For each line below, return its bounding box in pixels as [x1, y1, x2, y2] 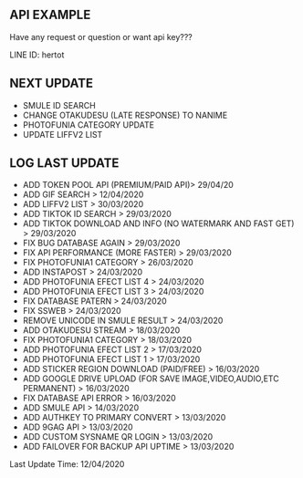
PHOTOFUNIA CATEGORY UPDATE [22, 119, 155, 130]
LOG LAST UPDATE [9, 155, 120, 171]
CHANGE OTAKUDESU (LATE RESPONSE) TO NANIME [22, 109, 228, 120]
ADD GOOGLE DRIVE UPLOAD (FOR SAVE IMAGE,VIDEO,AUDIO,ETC [22, 373, 280, 384]
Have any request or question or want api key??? [9, 31, 193, 42]
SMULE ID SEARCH [22, 99, 96, 110]
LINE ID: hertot [9, 49, 65, 60]
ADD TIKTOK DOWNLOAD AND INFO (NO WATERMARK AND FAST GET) [22, 218, 295, 229]
